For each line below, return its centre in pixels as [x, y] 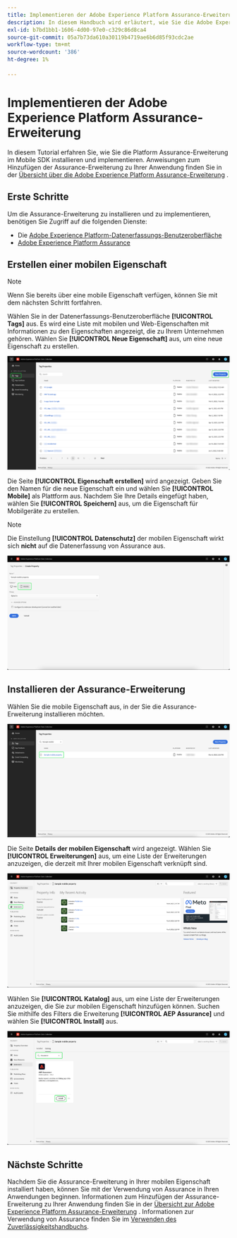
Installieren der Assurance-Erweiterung [96, 690]
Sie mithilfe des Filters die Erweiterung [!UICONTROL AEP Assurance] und [116, 1013]
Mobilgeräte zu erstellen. [43, 511]
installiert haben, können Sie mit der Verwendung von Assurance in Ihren [113, 1189]
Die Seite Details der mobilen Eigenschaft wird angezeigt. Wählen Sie [109, 849]
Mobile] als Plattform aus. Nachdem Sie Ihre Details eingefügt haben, [108, 496]
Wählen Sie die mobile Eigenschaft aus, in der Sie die [84, 706]
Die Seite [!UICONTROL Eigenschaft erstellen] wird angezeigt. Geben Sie [115, 481]
